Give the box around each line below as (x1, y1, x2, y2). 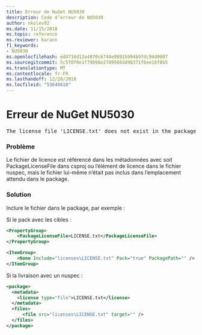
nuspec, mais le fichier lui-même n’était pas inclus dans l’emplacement (6, 169, 182, 176)
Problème (6, 142, 35, 151)
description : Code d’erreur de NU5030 (6, 14, 103, 21)
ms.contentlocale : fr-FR (6, 71, 69, 77)
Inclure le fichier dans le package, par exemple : (6, 204, 125, 211)
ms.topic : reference (6, 31, 58, 37)
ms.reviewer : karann (6, 37, 58, 43)
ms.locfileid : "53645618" (6, 82, 71, 88)
